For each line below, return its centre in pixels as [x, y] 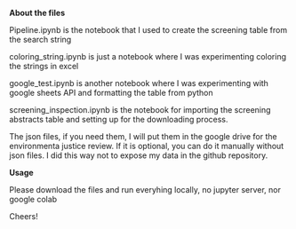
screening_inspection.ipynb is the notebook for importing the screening [140, 110]
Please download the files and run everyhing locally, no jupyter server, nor [145, 190]
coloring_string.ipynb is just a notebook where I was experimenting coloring [148, 56]
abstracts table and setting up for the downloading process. [119, 119]
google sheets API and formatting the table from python [111, 93]
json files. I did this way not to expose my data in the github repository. [139, 155]
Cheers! [24, 216]
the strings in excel [44, 66]
